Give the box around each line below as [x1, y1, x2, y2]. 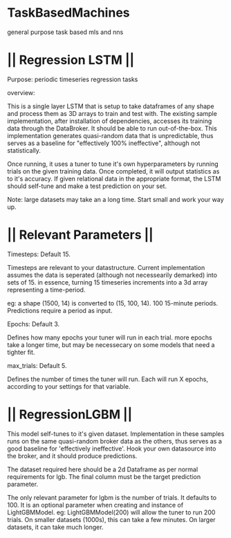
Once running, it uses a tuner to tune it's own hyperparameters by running [7, 160, 219, 168]
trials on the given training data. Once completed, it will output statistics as [7, 167, 220, 175]
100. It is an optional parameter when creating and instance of [7, 501, 184, 509]
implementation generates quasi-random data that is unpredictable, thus [7, 131, 214, 140]
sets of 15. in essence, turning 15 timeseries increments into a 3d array [7, 278, 208, 286]
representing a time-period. [7, 285, 86, 294]
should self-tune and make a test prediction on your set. [7, 182, 167, 190]
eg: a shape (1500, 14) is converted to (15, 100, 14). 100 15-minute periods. [7, 299, 219, 307]
